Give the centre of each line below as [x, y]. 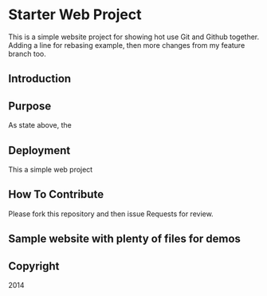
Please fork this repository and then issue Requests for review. [111, 214]
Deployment [39, 150]
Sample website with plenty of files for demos [125, 239]
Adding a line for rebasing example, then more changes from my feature [127, 45]
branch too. [27, 53]
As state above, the [40, 125]
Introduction [40, 79]
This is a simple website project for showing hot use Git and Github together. [134, 37]
